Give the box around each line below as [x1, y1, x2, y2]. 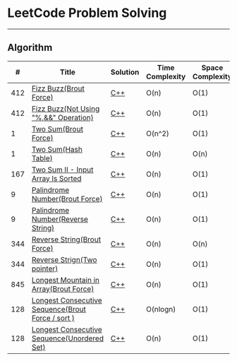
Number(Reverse [31, 214, 88, 224]
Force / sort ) [31, 313, 75, 323]
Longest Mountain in [31, 275, 100, 285]
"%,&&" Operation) [31, 112, 94, 122]
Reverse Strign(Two [31, 254, 97, 264]
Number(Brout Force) [31, 194, 103, 203]
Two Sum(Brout [31, 124, 83, 134]
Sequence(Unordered [31, 333, 104, 343]
